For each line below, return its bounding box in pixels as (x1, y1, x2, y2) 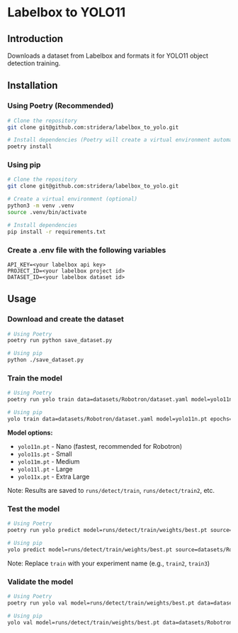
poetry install (7, 143, 52, 150)
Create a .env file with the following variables (7, 245, 166, 255)
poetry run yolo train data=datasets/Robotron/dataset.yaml (7, 396, 189, 403)
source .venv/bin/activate (7, 208, 87, 216)
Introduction (7, 33, 64, 45)
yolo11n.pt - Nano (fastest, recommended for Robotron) (17, 442, 183, 450)
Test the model (7, 504, 60, 514)
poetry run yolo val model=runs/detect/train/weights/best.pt (7, 599, 195, 607)
